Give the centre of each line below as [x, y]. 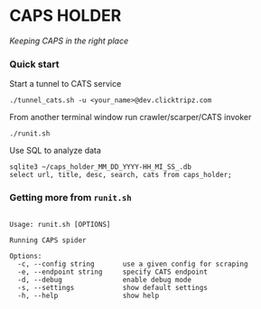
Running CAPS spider [48, 240]
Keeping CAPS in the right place [69, 41]
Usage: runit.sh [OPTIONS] [60, 224]
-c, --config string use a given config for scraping [133, 264]
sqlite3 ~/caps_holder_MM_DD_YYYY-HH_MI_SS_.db [101, 167]
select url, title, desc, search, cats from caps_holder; [121, 175]
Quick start [35, 64]
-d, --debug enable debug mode [105, 280]
